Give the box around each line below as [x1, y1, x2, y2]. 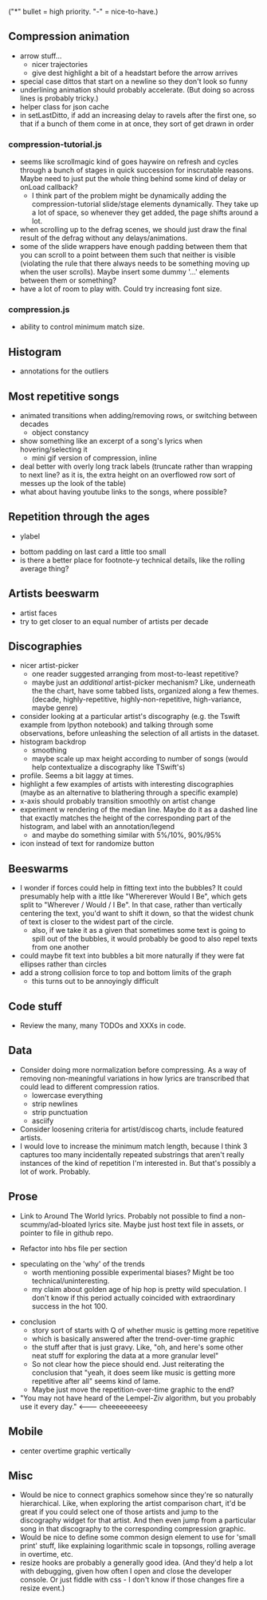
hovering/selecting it [19, 444, 88, 454]
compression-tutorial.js [8, 139, 102, 150]
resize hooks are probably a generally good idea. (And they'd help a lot [19, 1558, 253, 1567]
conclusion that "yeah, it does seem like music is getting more [31, 1368, 236, 1377]
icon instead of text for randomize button [19, 839, 155, 848]
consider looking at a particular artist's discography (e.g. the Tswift [19, 712, 241, 721]
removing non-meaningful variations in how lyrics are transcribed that [19, 1073, 249, 1083]
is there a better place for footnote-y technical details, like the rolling [19, 555, 245, 565]
